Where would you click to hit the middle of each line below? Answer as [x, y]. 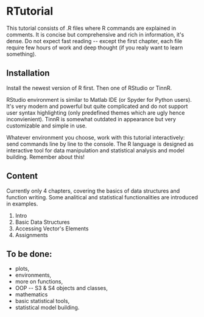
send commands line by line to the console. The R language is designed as [100, 144]
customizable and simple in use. [47, 126]
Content [22, 176]
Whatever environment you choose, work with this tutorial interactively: [96, 137]
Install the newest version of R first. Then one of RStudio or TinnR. [89, 88]
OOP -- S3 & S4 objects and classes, [61, 288]
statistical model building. [47, 308]
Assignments [32, 235]
